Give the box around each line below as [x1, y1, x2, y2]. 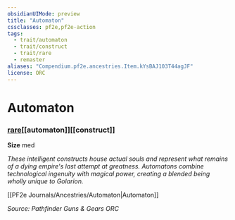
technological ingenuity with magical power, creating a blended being [7, 169, 210, 178]
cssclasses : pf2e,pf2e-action [7, 23, 96, 30]
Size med [7, 140, 35, 149]
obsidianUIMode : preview [7, 10, 80, 18]
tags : [7, 30, 23, 37]
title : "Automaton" [7, 17, 65, 24]
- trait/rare [13, 50, 52, 57]
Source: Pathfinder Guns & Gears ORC [7, 204, 120, 212]
